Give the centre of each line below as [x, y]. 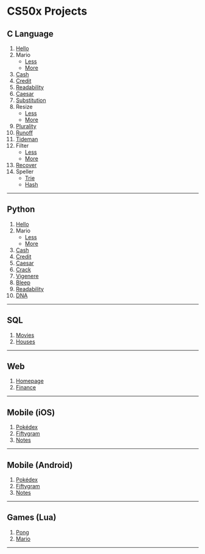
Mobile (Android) [40, 465]
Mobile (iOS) [31, 412]
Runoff [24, 133]
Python [21, 210]
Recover [26, 165]
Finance [26, 387]
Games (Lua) [32, 518]
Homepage [30, 381]
